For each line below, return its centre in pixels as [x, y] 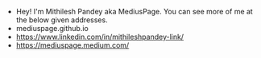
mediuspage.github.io [52, 28]
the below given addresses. [62, 20]
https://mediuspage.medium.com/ [72, 45]
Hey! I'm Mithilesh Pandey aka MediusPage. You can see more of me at [135, 12]
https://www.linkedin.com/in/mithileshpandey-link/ [99, 37]
